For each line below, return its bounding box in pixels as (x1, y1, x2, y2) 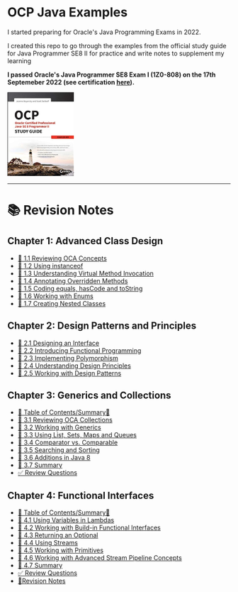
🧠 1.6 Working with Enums (17, 292, 94, 300)
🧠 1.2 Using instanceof (17, 261, 84, 270)
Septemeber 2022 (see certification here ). (7, 77, 135, 86)
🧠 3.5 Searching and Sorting (17, 446, 101, 454)
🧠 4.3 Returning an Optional (17, 531, 98, 539)
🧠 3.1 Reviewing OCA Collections (17, 416, 113, 424)
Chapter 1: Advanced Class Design (7, 235, 164, 247)
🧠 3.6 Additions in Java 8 (17, 454, 91, 462)
